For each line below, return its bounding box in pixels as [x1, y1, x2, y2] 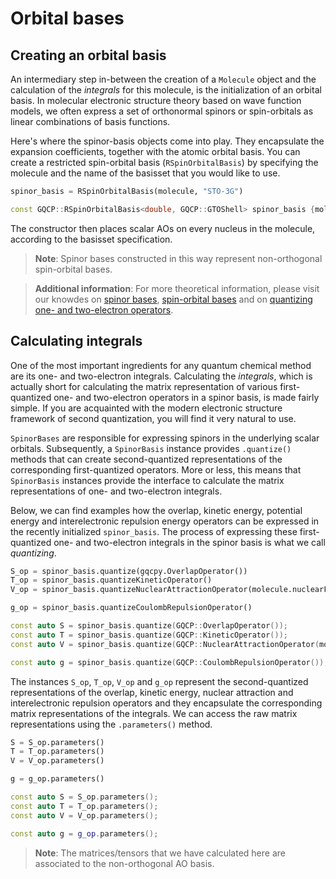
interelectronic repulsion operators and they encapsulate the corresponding [10, 697, 323, 709]
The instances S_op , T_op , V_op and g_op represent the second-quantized [10, 675, 309, 687]
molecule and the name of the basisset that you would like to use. [10, 167, 281, 179]
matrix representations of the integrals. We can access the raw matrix [10, 707, 298, 719]
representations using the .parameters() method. [10, 718, 213, 730]
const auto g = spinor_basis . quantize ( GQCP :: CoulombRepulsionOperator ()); [10, 657, 329, 667]
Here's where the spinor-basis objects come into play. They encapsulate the [10, 135, 325, 147]
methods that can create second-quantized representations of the [10, 453, 283, 465]
